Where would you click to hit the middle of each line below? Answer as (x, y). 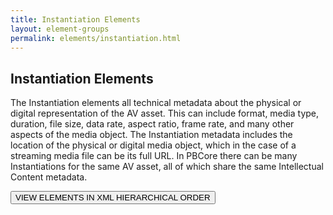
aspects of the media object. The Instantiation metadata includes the (151, 135)
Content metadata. (49, 177)
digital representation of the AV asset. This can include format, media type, (165, 113)
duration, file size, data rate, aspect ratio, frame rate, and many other (152, 124)
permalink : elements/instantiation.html (96, 38)
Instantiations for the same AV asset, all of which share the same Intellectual (167, 167)
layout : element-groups (60, 29)
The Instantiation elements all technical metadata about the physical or (156, 103)
